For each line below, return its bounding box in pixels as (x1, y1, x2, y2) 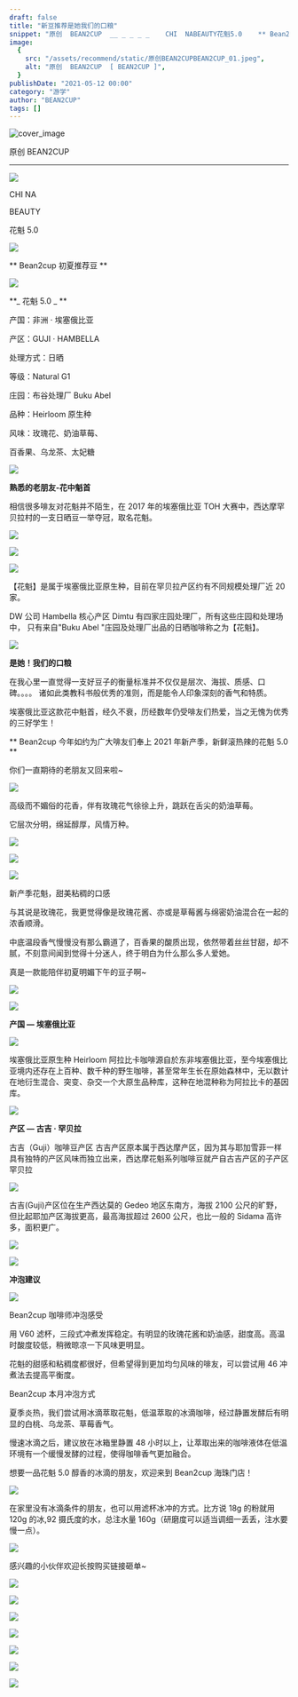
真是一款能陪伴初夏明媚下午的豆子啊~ (9, 967, 147, 978)
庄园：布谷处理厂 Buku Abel (9, 390, 112, 400)
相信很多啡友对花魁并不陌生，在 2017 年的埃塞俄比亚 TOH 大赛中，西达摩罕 (9, 501, 286, 511)
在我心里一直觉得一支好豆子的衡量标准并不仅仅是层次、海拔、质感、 (9, 677, 258, 687)
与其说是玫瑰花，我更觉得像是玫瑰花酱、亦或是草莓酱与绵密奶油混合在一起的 (9, 907, 289, 917)
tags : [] (9, 104, 42, 113)
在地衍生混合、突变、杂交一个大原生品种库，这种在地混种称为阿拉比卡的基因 (9, 1076, 289, 1088)
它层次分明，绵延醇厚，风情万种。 (9, 819, 134, 830)
